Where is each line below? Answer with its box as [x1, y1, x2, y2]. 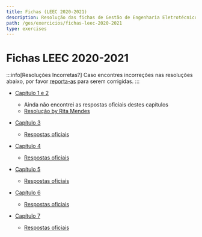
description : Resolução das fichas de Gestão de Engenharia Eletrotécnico [6, 14, 198, 20]
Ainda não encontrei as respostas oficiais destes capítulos [23, 101, 168, 108]
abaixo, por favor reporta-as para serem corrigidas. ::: [6, 78, 140, 85]
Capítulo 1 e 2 [14, 90, 49, 97]
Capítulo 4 [14, 143, 41, 150]
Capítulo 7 [14, 212, 41, 220]
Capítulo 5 [14, 166, 41, 173]
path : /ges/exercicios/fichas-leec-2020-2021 [6, 20, 122, 26]
